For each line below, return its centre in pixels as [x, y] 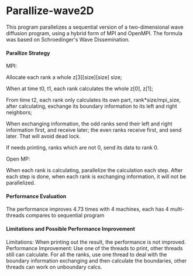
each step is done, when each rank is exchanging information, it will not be [96, 176]
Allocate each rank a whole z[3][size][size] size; [64, 77]
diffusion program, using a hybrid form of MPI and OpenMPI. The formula [94, 33]
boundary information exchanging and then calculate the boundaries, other [96, 260]
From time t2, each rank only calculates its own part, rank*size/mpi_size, [94, 100]
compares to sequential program [65, 216]
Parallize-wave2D [50, 11]
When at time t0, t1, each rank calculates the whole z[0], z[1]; [80, 88]
